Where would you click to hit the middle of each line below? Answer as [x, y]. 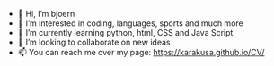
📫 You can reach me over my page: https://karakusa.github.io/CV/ [141, 52]
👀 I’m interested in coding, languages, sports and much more [131, 23]
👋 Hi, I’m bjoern [46, 14]
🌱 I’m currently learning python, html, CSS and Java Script [125, 33]
